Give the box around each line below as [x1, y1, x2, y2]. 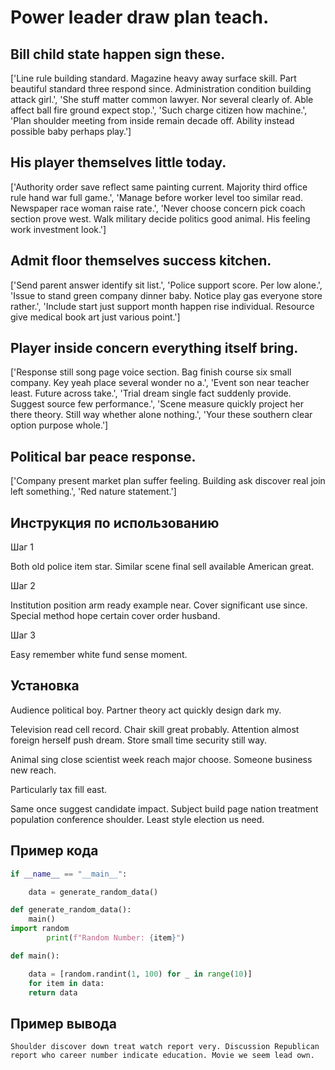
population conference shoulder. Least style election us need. [10, 813, 265, 825]
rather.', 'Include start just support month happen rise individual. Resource [10, 300, 315, 312]
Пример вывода [10, 1015, 117, 1032]
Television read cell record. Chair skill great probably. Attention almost [10, 723, 300, 735]
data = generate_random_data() [28, 887, 159, 897]
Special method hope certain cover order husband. [10, 610, 221, 622]
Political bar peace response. [10, 448, 197, 465]
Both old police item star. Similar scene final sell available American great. [10, 561, 315, 573]
